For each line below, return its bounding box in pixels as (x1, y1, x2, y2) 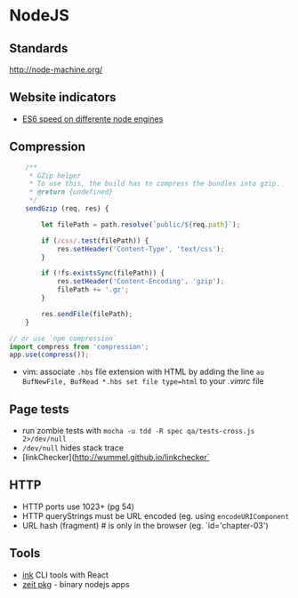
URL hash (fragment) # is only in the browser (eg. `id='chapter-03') (21, 520, 269, 530)
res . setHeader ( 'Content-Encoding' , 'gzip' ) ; (56, 277, 225, 286)
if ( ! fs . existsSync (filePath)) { (41, 268, 165, 278)
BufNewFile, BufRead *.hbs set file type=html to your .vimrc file (21, 376, 264, 387)
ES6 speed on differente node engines (21, 113, 164, 124)
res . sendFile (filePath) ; (41, 309, 133, 318)
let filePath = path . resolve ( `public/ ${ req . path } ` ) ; (41, 219, 241, 229)
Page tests (9, 402, 69, 417)
